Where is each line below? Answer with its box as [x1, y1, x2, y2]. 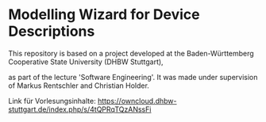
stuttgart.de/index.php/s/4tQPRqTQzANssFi [8, 105, 152, 114]
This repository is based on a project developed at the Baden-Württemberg [8, 48, 254, 58]
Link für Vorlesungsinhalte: [8, 96, 97, 105]
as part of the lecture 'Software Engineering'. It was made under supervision [8, 72, 258, 82]
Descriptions [8, 22, 95, 40]
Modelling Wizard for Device [8, 6, 200, 24]
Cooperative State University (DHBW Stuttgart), [8, 57, 164, 67]
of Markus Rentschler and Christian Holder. [8, 81, 149, 90]
